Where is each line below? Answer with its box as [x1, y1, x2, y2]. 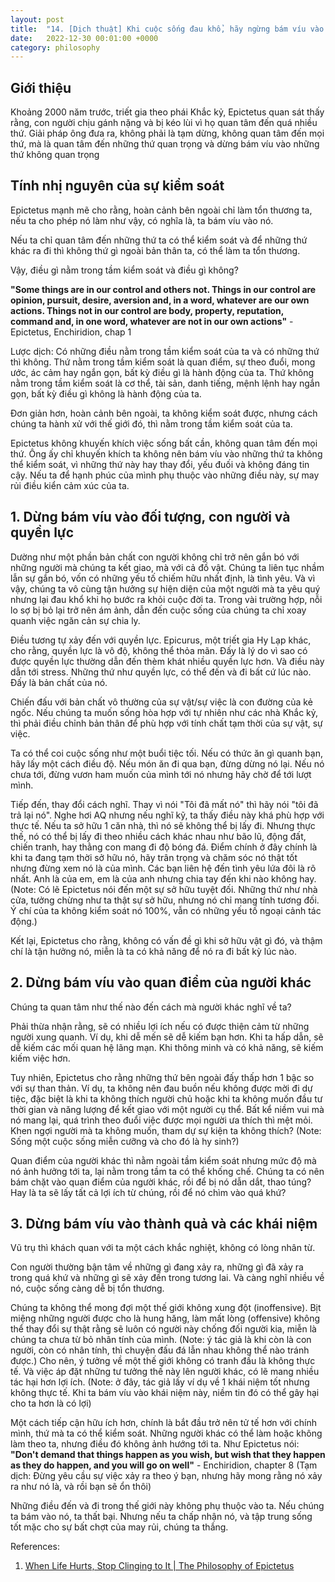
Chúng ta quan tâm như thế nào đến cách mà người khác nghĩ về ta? [10, 1001, 292, 1013]
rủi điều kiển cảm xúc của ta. [10, 479, 130, 491]
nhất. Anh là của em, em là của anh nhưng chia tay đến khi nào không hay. [10, 872, 317, 885]
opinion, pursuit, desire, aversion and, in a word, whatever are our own [10, 294, 310, 306]
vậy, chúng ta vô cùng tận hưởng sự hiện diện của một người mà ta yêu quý [10, 582, 321, 595]
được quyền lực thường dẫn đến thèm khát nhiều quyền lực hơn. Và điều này [10, 655, 325, 667]
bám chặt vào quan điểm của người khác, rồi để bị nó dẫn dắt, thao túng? [10, 1176, 312, 1188]
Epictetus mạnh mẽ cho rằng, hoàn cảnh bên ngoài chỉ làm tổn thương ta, [10, 204, 313, 216]
